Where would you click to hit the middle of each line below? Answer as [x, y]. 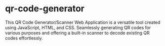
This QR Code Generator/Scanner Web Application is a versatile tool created [83, 22]
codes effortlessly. [24, 38]
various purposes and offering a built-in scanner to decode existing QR [77, 33]
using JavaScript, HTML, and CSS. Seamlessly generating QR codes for [78, 27]
